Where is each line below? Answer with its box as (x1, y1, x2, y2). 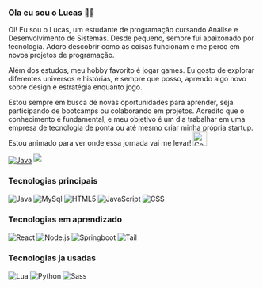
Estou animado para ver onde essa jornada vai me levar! (8, 138, 192, 148)
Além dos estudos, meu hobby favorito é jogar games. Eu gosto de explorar (8, 66, 255, 75)
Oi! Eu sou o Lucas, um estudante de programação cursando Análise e (8, 25, 238, 35)
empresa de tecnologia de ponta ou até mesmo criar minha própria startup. (8, 123, 253, 133)
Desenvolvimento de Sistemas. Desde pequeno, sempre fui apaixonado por (8, 33, 255, 43)
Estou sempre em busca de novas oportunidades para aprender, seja (8, 98, 234, 108)
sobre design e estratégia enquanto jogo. (8, 82, 143, 92)
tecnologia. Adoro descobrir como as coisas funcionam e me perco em (8, 42, 240, 51)
